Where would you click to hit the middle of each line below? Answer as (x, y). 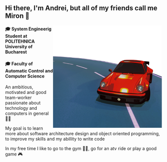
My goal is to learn (24, 128)
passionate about (23, 103)
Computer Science (25, 76)
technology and (21, 108)
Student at (16, 36)
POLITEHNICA (20, 41)
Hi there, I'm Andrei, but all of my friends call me (81, 8)
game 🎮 (14, 154)
